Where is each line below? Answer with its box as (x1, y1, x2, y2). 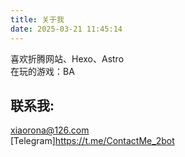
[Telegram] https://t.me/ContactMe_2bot (10, 135, 175, 147)
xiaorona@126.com (10, 124, 90, 136)
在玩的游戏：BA (10, 65, 75, 77)
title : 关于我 (10, 14, 65, 25)
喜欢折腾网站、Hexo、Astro (10, 52, 125, 65)
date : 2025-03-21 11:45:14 (10, 24, 123, 34)
